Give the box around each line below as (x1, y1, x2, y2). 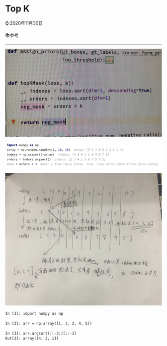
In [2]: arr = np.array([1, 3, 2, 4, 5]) (5, 321, 92, 326)
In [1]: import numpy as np (5, 311, 64, 316)
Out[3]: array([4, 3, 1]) (5, 336, 59, 341)
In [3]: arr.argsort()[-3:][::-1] (5, 331, 77, 336)
